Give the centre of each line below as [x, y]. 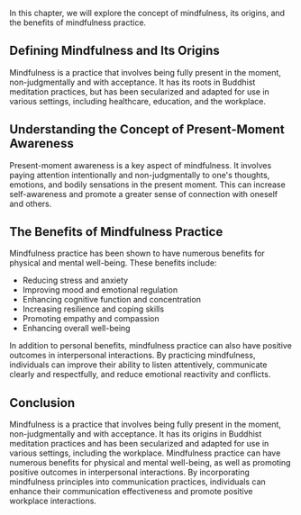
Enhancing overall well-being [76, 329]
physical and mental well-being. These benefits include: [113, 263]
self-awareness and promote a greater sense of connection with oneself [144, 194]
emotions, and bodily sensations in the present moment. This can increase [147, 185]
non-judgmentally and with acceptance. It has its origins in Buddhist [136, 434]
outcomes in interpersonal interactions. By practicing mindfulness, [132, 356]
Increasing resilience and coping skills [93, 309]
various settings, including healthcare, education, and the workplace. [137, 101]
